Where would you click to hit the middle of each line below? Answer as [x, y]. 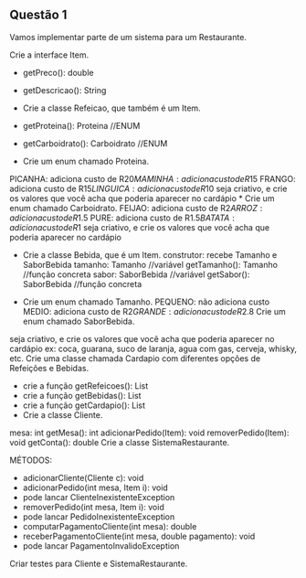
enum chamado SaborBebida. [79, 321]
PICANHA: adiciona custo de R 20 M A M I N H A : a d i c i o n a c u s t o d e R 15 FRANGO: [153, 178]
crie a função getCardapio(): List [84, 405]
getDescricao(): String [64, 90]
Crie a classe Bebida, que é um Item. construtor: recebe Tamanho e [150, 254]
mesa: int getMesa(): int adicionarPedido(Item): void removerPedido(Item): [149, 433]
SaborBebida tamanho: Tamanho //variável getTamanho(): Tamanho [150, 264]
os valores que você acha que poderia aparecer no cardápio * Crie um [142, 198]
